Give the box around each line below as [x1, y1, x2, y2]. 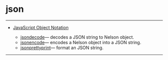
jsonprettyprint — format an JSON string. [20, 45, 104, 51]
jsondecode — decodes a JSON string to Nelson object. [20, 34, 134, 40]
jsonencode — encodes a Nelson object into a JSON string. [20, 39, 142, 45]
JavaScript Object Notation [12, 24, 69, 30]
